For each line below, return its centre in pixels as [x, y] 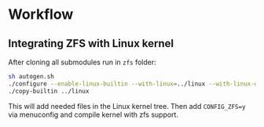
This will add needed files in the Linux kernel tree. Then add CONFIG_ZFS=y [127, 106]
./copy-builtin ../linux [49, 91]
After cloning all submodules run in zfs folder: [82, 62]
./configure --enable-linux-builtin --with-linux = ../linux [107, 84]
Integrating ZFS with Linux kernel [91, 44]
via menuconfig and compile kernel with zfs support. [93, 114]
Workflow [41, 15]
